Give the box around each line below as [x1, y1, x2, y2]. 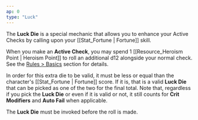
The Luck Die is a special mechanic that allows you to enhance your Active [6, 30, 189, 37]
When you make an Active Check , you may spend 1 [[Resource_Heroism [6, 48, 183, 55]
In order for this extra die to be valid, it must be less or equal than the [6, 72, 174, 79]
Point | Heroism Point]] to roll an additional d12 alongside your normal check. [6, 54, 193, 61]
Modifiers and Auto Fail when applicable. [6, 96, 108, 104]
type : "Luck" [6, 14, 38, 20]
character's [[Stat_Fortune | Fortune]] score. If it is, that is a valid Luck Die [6, 78, 187, 85]
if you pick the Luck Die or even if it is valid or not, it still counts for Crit [6, 91, 180, 98]
